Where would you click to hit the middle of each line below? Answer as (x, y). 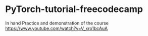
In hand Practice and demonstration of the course (57, 23)
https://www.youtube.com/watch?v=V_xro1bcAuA (57, 28)
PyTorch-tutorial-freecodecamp (74, 9)
